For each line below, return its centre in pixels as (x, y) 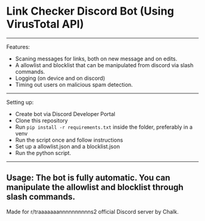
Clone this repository (41, 120)
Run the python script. (43, 153)
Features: (18, 46)
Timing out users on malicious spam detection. (74, 84)
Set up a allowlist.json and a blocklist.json (67, 146)
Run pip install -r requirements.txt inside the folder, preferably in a (104, 127)
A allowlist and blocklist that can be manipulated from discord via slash (104, 65)
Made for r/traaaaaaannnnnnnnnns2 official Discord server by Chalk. (92, 211)
